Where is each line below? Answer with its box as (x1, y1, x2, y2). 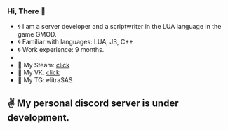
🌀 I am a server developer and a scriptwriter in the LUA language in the (17, 22, 222, 31)
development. (7, 112, 70, 124)
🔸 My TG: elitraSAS (17, 76, 73, 84)
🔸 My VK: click (17, 68, 60, 77)
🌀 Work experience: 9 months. (17, 46, 105, 54)
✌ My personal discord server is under (7, 97, 179, 109)
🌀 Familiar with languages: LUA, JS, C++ (17, 38, 133, 46)
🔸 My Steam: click (17, 61, 70, 70)
